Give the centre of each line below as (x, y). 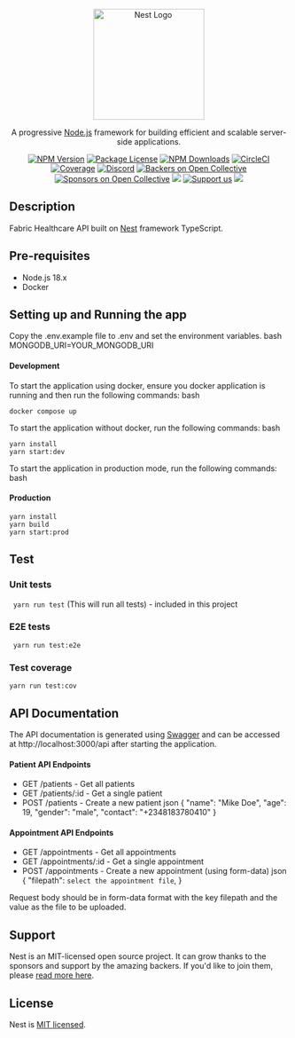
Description (42, 207)
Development (35, 366)
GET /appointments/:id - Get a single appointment (113, 861)
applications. (158, 142)
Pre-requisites (50, 256)
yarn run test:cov (43, 686)
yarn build (29, 524)
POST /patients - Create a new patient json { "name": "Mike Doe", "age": (154, 803)
